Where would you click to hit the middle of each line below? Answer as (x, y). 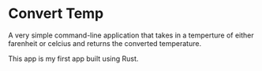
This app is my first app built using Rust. (73, 59)
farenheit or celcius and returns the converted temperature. (105, 43)
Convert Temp (56, 14)
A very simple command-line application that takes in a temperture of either (131, 35)
